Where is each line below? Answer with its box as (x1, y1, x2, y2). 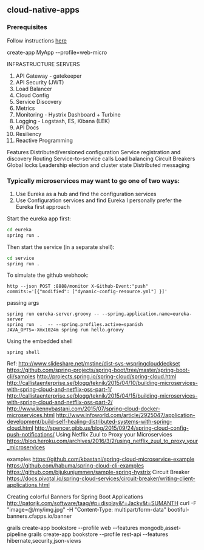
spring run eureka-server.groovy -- (7, 311, 100, 317)
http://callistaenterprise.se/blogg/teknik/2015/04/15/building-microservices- (7, 392, 198, 399)
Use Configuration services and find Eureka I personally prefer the (15, 197, 182, 204)
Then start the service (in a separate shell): (7, 243, 115, 251)
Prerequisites (7, 23, 47, 32)
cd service (7, 255, 35, 261)
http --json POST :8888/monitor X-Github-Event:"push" (7, 283, 149, 290)
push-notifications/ (7, 431, 55, 438)
